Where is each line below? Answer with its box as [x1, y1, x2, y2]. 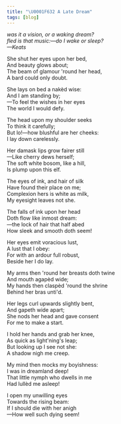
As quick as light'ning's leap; [7, 337, 77, 344]
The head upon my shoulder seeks [7, 116, 92, 123]
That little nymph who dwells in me [7, 374, 92, 381]
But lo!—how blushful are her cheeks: [7, 129, 99, 136]
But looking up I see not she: [7, 343, 77, 350]
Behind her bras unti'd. [7, 288, 63, 296]
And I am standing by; [7, 92, 61, 99]
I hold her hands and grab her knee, [7, 330, 95, 337]
